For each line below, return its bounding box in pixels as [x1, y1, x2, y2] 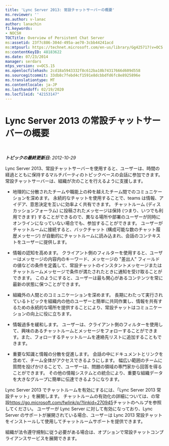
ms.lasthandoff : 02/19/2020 [5, 87, 64, 92]
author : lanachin [5, 21, 42, 27]
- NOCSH [5, 31, 22, 36]
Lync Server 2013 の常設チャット [5, 115, 143, 126]
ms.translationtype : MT [5, 78, 55, 83]
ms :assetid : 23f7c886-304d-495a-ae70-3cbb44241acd [5, 40, 114, 45]
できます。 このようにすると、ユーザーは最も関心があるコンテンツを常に [12, 275, 163, 281]
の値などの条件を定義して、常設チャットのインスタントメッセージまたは [12, 262, 162, 268]
